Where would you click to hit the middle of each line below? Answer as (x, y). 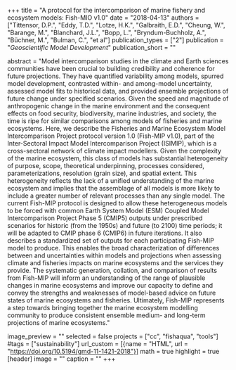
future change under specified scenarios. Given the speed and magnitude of (118, 98)
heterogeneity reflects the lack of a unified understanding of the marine (111, 181)
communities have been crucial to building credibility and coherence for (111, 69)
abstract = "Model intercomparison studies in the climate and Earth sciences (118, 61)
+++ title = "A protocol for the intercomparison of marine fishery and (106, 10)
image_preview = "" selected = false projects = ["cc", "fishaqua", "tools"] (113, 336)
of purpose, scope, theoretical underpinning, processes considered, (106, 166)
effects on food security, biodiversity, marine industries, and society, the (112, 113)
